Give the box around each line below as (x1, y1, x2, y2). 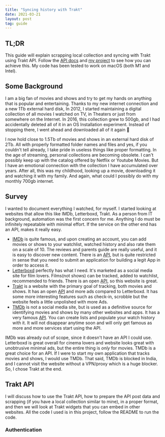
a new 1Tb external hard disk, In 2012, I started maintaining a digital (5, 105, 142, 111)
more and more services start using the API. (12, 325, 102, 331)
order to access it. (12, 262, 49, 268)
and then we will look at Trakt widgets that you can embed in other (5, 403, 140, 409)
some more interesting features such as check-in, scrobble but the (12, 294, 148, 300)
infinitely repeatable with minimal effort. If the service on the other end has (5, 221, 157, 227)
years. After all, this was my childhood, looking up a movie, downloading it (5, 168, 156, 173)
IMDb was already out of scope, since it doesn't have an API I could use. (5, 335, 152, 340)
